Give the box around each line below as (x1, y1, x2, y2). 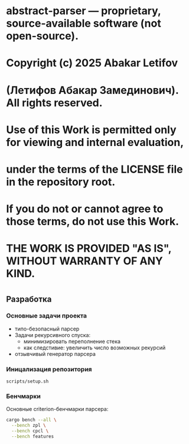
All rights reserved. (6, 96, 103, 109)
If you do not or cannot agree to (6, 202, 164, 216)
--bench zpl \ (11, 423, 46, 429)
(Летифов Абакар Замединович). (6, 83, 179, 97)
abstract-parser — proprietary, (6, 4, 161, 18)
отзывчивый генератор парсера (14, 350, 96, 357)
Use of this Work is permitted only (6, 123, 177, 137)
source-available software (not (6, 17, 161, 30)
